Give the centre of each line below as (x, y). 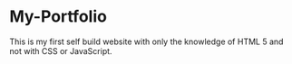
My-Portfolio (58, 17)
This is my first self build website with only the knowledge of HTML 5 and (146, 41)
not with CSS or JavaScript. (61, 50)
